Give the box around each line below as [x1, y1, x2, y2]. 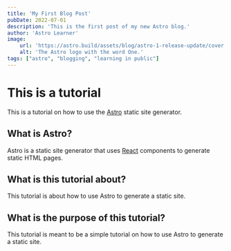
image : [7, 36, 26, 43]
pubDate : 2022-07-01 [7, 17, 67, 24]
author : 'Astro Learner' [7, 29, 79, 37]
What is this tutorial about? [7, 174, 127, 185]
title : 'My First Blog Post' [7, 10, 91, 17]
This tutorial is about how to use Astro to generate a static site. [7, 192, 186, 201]
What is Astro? [7, 128, 73, 140]
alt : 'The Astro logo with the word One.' [19, 49, 144, 56]
